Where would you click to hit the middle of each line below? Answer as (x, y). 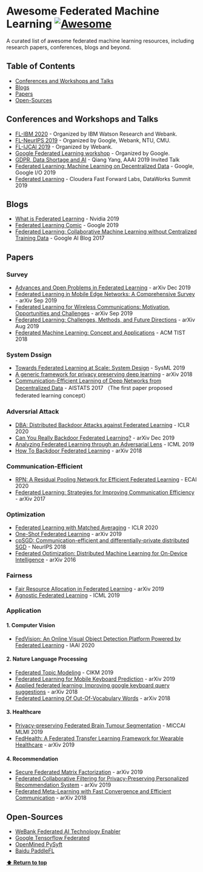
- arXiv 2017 (30, 498)
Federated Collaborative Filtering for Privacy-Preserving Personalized (102, 779)
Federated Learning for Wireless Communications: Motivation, (93, 307)
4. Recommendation (32, 759)
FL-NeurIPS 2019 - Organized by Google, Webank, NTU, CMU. (93, 140)
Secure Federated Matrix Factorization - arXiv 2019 (79, 772)
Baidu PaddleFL (35, 851)
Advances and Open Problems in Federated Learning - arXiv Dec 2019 (103, 288)
